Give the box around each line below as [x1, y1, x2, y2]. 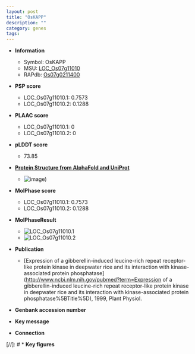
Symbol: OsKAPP [23, 59, 67, 66]
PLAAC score [14, 112, 49, 119]
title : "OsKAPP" [6, 14, 46, 20]
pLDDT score [14, 141, 48, 148]
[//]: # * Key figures [6, 341, 55, 348]
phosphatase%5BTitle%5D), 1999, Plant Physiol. [23, 295, 143, 302]
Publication [14, 245, 44, 253]
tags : [6, 31, 20, 37]
